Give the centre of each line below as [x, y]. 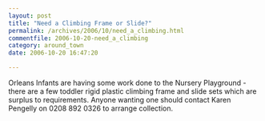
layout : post [30, 16]
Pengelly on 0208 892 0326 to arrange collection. [91, 108]
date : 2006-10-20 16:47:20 [53, 53]
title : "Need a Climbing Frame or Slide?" [80, 23]
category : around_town [46, 46]
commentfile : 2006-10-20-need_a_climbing [78, 38]
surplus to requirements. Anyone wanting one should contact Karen [120, 100]
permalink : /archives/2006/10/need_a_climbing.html [96, 30]
